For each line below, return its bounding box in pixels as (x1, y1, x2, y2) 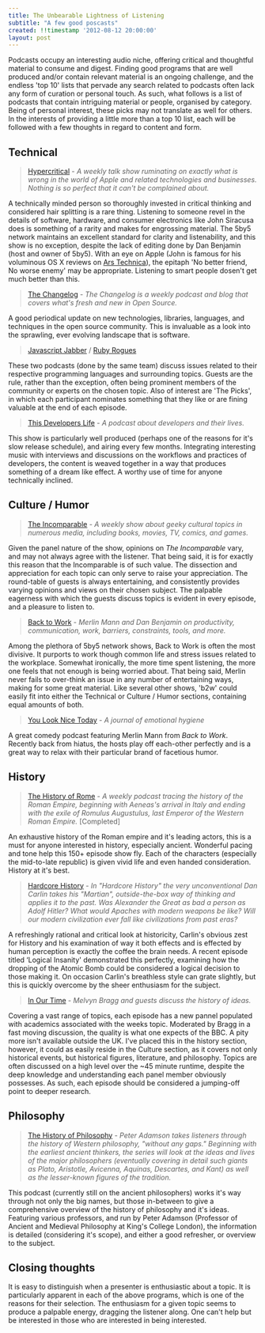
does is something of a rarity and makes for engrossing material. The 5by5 (8, 224, 252, 233)
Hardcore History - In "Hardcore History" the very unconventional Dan (27, 880, 258, 890)
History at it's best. (8, 865, 70, 875)
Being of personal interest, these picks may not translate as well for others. (8, 106, 252, 116)
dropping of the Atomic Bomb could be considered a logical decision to (8, 963, 240, 973)
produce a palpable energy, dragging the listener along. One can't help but (8, 1307, 252, 1317)
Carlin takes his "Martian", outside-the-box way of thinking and (27, 889, 236, 899)
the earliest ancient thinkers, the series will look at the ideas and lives (27, 1147, 256, 1157)
